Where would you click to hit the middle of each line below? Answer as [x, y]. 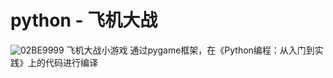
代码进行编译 [71, 62]
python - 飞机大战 [84, 20]
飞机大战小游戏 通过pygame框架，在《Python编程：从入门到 [190, 50]
